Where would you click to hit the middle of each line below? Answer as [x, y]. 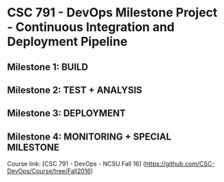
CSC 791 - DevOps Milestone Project [112, 13]
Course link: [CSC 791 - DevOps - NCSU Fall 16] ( [76, 164]
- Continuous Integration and [91, 27]
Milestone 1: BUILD [48, 67]
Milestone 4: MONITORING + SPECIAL [89, 136]
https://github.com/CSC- [180, 164]
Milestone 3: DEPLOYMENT [67, 113]
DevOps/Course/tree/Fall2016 [49, 171]
